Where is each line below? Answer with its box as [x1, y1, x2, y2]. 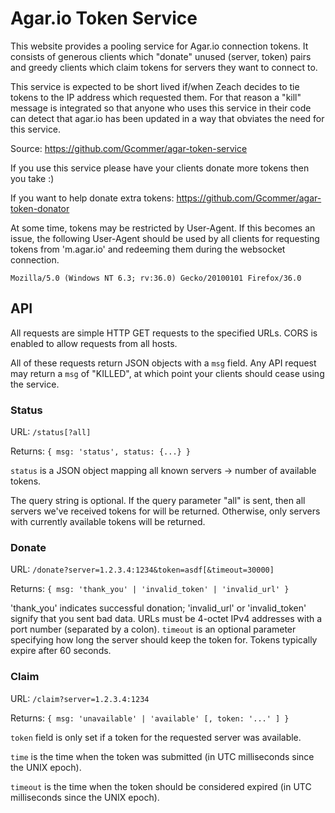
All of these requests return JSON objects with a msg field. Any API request [10, 357, 317, 369]
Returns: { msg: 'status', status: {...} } [10, 445, 192, 457]
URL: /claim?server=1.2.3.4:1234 [10, 692, 150, 704]
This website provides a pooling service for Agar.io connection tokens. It [10, 40, 309, 52]
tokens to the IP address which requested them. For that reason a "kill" [10, 91, 302, 103]
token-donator [10, 202, 70, 214]
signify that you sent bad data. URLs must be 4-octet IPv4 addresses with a [10, 613, 323, 625]
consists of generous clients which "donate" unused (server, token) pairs [10, 50, 312, 62]
